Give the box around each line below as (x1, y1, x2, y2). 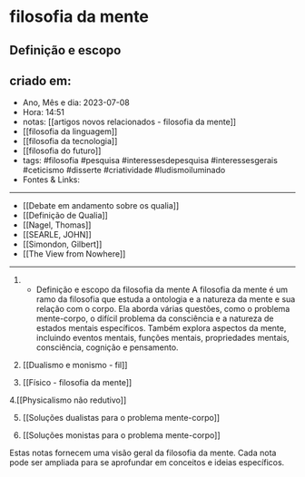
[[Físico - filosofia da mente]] (22, 377, 133, 388)
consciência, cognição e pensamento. (35, 342, 179, 353)
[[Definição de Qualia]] (22, 210, 109, 221)
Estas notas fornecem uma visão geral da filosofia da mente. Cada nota (9, 447, 277, 459)
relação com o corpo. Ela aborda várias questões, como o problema (35, 304, 290, 315)
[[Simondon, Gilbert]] (22, 238, 103, 250)
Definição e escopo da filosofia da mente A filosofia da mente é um (35, 284, 289, 296)
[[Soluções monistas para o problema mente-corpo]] (22, 430, 221, 441)
